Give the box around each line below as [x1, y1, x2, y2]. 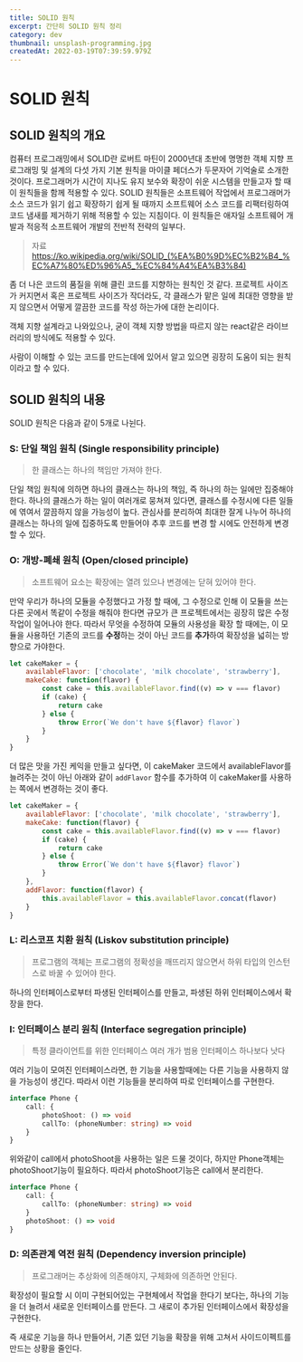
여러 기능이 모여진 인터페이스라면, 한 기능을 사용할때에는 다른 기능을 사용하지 [9, 1065, 280, 1075]
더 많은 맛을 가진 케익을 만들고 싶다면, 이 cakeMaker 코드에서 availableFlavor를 [9, 761, 292, 772]
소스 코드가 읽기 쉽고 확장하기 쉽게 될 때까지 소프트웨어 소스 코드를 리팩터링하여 [9, 198, 289, 209]
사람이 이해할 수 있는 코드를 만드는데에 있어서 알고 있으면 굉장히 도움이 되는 [9, 351, 275, 362]
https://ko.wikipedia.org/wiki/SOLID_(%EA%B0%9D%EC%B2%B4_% [31, 251, 291, 262]
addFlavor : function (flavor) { [25, 885, 144, 895]
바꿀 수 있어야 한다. [48, 967, 117, 978]
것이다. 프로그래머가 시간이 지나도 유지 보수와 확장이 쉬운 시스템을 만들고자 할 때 [9, 176, 292, 187]
